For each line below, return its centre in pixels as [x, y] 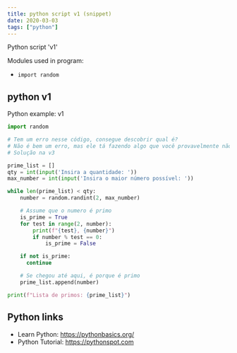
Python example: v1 [36, 114]
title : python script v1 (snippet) [60, 14]
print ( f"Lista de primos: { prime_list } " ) [69, 295]
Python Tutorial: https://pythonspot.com [75, 342]
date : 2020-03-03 [33, 21]
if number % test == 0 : [67, 237]
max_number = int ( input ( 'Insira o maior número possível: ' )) [101, 179]
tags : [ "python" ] [33, 27]
